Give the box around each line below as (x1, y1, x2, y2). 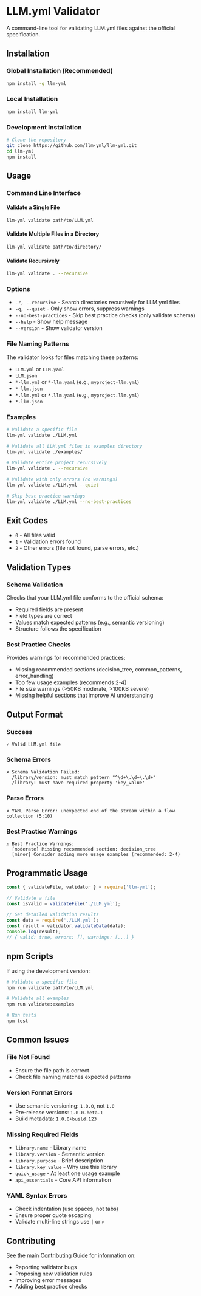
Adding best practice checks (15, 1283, 87, 1291)
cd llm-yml (6, 148, 34, 154)
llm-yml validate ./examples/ (6, 448, 83, 455)
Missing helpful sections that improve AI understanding (15, 691, 154, 699)
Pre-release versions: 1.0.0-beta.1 (15, 1108, 103, 1116)
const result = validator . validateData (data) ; (6, 923, 126, 929)
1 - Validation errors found (15, 538, 81, 545)
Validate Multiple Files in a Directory (6, 230, 100, 238)
